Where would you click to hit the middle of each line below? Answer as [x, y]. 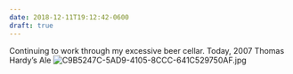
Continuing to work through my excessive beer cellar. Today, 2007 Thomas [147, 50]
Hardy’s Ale [30, 60]
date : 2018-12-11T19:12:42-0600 [69, 17]
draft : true [31, 26]
